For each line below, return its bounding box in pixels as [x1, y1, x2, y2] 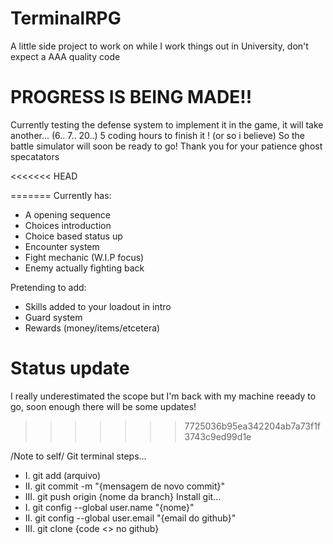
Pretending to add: [10, 281, 87, 293]
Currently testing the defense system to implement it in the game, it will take [10, 118, 324, 131]
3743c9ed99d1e [184, 430, 252, 442]
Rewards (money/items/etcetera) [24, 322, 161, 334]
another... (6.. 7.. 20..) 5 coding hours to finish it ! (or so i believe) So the [10, 129, 306, 141]
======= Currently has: [10, 189, 112, 201]
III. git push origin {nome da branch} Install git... [24, 490, 222, 502]
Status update [10, 357, 130, 380]
